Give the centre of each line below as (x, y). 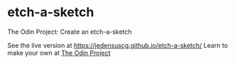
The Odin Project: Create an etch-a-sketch (70, 32)
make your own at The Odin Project (59, 53)
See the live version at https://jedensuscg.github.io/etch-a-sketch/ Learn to (118, 45)
